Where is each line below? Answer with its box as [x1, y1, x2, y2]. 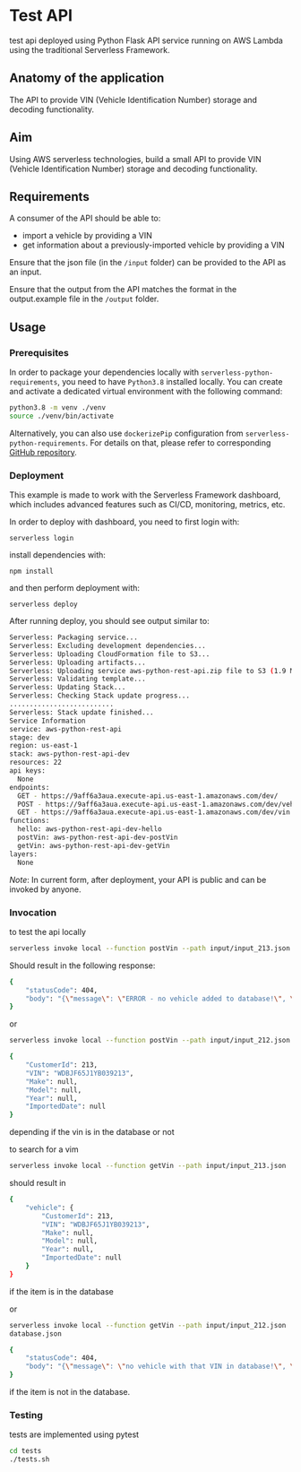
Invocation [9, 906, 56, 919]
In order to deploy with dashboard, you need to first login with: [9, 516, 240, 527]
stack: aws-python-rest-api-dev [9, 749, 130, 758]
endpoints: [9, 783, 50, 792]
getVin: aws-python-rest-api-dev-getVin [17, 841, 170, 850]
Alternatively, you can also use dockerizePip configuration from [9, 428, 244, 438]
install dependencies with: [9, 550, 106, 560]
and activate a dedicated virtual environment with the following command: [9, 386, 283, 397]
